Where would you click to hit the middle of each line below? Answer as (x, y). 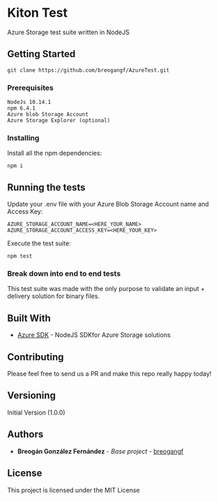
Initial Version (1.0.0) (36, 412)
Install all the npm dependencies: (55, 153)
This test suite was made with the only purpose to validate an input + (106, 289)
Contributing (36, 357)
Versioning (31, 396)
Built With (29, 318)
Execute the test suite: (39, 244)
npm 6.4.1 (22, 109)
